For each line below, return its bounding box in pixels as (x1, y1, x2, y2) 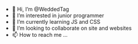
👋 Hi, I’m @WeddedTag (11, 6, 70, 12)
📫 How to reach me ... (11, 32, 68, 38)
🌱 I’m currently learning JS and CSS (11, 18, 101, 25)
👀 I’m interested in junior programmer (11, 12, 104, 19)
